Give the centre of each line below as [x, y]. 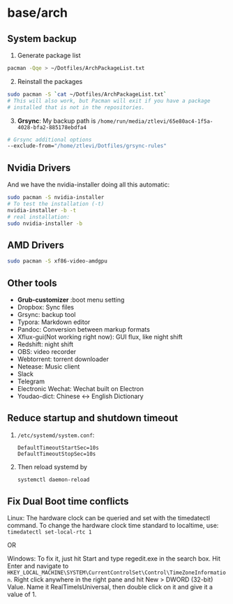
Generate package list [49, 55]
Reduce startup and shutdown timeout [93, 418]
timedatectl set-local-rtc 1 [50, 532]
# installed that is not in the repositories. [76, 107]
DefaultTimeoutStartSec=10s [58, 448]
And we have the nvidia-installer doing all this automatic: [89, 185]
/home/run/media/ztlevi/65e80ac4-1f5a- [155, 121]
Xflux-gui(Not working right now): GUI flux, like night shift [100, 337]
